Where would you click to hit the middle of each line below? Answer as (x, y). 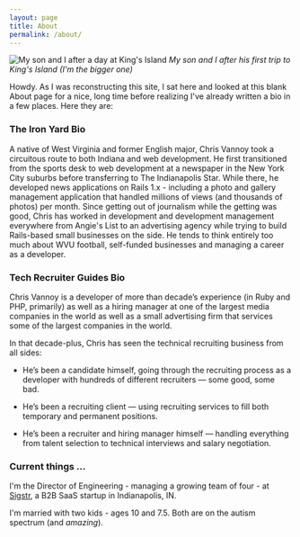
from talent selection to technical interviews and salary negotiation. (146, 443)
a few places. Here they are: (62, 106)
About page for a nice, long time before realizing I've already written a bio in (150, 96)
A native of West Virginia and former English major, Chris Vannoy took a (142, 148)
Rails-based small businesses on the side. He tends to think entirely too (141, 235)
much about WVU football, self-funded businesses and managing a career (147, 245)
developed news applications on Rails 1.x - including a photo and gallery (143, 187)
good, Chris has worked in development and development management (142, 216)
